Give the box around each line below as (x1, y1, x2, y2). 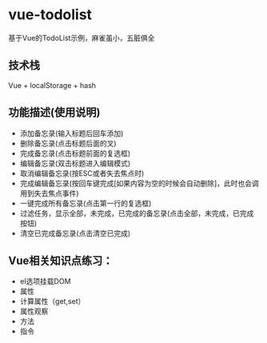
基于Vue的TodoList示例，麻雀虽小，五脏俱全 (8, 33, 155, 42)
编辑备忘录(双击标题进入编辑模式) (19, 158, 131, 168)
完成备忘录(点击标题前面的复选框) (19, 148, 131, 158)
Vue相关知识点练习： (8, 253, 114, 267)
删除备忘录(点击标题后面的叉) (19, 138, 118, 148)
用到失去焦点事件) (19, 188, 79, 197)
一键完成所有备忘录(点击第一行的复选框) (19, 198, 152, 208)
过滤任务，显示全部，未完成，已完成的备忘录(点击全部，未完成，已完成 (19, 208, 254, 217)
